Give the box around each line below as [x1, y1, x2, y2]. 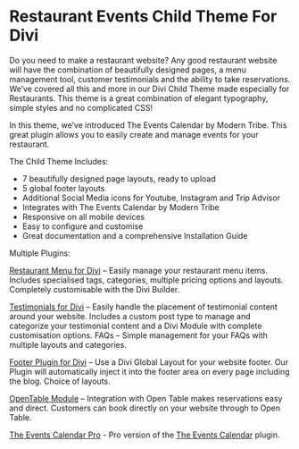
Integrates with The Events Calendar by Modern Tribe [21, 201, 220, 212]
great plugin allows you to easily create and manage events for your [9, 129, 259, 140]
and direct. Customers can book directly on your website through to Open [9, 402, 281, 413]
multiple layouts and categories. [9, 339, 127, 350]
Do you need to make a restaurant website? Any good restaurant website [9, 55, 278, 65]
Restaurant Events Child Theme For [9, 6, 278, 27]
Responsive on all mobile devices [21, 211, 145, 222]
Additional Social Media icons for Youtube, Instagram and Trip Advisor [21, 192, 281, 203]
